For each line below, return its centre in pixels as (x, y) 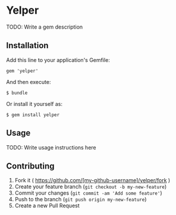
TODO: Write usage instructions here (51, 147)
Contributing (30, 166)
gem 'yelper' (22, 71)
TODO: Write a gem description (45, 27)
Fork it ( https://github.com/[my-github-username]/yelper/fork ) (92, 180)
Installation (27, 46)
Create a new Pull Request (47, 205)
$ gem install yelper (33, 115)
